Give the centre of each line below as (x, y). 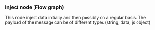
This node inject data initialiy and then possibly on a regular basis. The (76, 18)
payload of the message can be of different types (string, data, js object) (78, 22)
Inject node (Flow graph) (34, 7)
